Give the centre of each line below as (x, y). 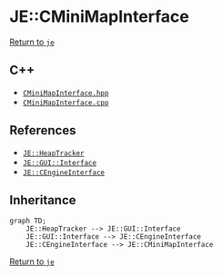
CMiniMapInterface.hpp (66, 93)
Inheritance (43, 200)
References (43, 130)
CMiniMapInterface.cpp (66, 103)
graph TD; (28, 221)
